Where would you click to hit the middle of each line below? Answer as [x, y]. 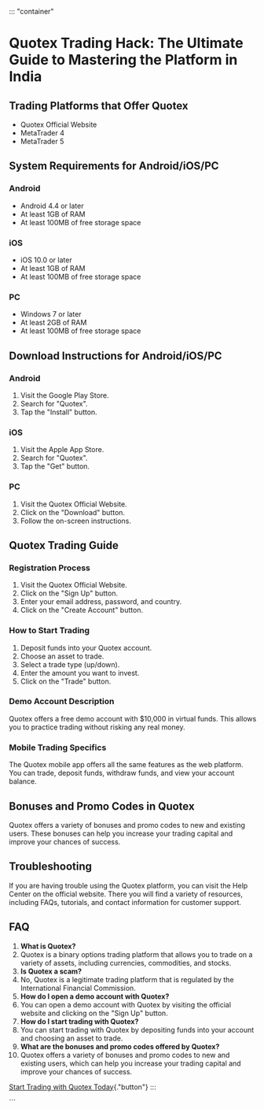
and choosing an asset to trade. [71, 1038]
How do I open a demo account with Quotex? [95, 996]
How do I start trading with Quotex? [79, 1021]
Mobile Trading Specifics [58, 747]
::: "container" [31, 11]
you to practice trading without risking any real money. [97, 727]
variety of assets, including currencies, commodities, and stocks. [126, 962]
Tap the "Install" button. [59, 412]
